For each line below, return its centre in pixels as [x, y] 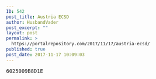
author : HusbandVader [32, 22]
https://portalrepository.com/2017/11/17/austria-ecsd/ [81, 44]
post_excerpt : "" [27, 28]
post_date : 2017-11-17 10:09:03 [45, 55]
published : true [26, 49]
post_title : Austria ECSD [37, 17]
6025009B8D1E [25, 71]
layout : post [22, 33]
